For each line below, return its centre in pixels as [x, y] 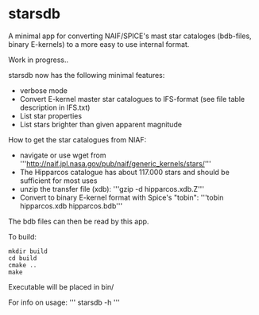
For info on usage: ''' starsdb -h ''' [64, 302]
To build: [23, 236]
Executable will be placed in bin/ [61, 286]
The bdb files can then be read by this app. [79, 221]
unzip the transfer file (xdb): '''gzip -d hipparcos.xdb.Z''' [112, 189]
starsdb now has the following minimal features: [87, 75]
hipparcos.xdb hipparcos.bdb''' [71, 206]
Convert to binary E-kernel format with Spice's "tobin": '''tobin [122, 197]
